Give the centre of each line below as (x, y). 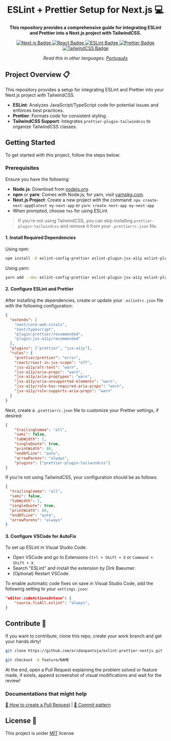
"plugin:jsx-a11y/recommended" (48, 339)
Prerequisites (22, 168)
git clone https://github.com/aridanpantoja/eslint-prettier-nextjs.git (84, 651)
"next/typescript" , (35, 329)
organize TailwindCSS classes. (45, 126)
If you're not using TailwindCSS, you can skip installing (75, 220)
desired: (14, 416)
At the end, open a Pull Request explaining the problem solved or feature (81, 670)
